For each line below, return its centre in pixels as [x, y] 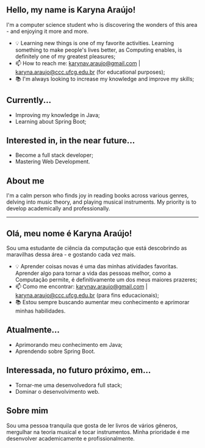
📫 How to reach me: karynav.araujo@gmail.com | [77, 63]
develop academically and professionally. [58, 208]
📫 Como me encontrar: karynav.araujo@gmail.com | [81, 286]
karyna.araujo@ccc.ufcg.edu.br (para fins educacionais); [87, 296]
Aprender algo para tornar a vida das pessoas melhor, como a [93, 273]
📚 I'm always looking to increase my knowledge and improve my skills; [105, 79]
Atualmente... [33, 330]
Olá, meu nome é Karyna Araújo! [69, 233]
